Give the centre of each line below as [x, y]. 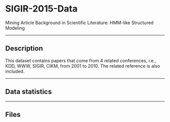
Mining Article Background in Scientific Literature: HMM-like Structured [79, 23]
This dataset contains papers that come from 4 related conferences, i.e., [81, 60]
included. [15, 71]
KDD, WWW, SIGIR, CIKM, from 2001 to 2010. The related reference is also [83, 66]
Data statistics [29, 92]
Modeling [15, 28]
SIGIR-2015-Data [41, 9]
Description [24, 48]
